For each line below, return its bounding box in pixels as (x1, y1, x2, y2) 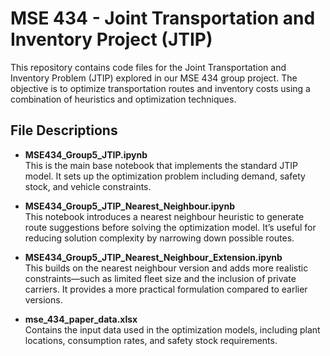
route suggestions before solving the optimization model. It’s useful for (24, 221, 317, 233)
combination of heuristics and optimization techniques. (10, 93, 237, 105)
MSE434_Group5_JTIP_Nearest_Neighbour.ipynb (24, 200, 236, 212)
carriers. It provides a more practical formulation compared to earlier (24, 283, 308, 295)
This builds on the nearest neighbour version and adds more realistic (24, 262, 309, 274)
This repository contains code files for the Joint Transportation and (10, 61, 287, 73)
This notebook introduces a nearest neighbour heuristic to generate (24, 210, 305, 222)
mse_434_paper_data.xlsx (24, 313, 138, 325)
